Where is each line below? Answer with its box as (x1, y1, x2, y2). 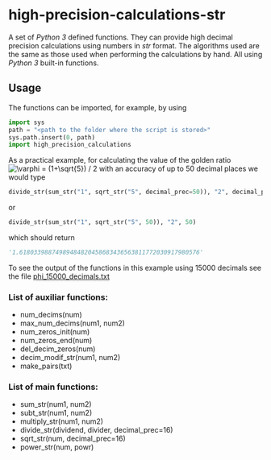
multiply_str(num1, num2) (19, 416, 103, 426)
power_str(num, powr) (19, 442, 94, 452)
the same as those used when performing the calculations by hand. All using (8, 49, 263, 59)
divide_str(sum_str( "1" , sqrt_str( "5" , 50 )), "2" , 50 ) (8, 218, 197, 226)
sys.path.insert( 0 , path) (8, 133, 95, 142)
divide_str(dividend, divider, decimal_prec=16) (19, 425, 173, 435)
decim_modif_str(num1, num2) (19, 353, 121, 363)
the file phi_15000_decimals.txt (8, 271, 110, 281)
